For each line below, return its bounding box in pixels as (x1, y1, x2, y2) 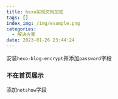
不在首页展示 (6, 71, 44, 80)
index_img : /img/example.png (6, 20, 80, 26)
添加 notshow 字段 (6, 86, 47, 94)
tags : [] (6, 15, 29, 21)
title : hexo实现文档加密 (6, 9, 64, 15)
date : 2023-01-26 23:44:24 (6, 37, 75, 43)
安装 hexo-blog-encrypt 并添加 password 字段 (6, 55, 112, 61)
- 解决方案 (12, 32, 36, 38)
